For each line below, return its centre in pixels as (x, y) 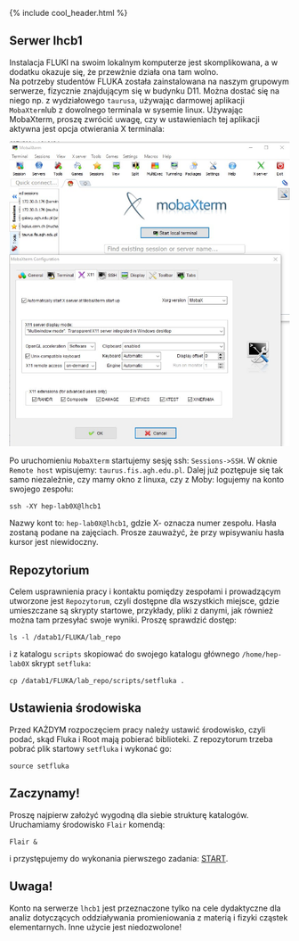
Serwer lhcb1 (46, 41)
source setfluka (39, 766)
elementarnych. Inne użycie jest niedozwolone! (96, 927)
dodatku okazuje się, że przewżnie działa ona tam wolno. (114, 71)
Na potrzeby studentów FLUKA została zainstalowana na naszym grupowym (149, 81)
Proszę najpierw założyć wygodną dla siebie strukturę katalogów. (129, 814)
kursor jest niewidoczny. (54, 542)
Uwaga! (31, 887)
